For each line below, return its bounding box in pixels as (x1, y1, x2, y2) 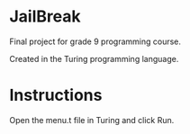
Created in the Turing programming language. (9, 53, 179, 64)
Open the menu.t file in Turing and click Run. (9, 114, 175, 125)
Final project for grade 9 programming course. (9, 36, 182, 47)
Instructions (9, 85, 103, 105)
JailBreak (9, 6, 81, 27)
